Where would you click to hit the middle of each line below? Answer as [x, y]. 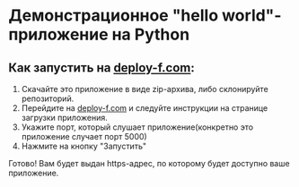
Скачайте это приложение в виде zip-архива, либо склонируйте [145, 89]
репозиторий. [48, 98]
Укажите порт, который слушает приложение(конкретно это [137, 127]
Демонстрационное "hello [114, 16]
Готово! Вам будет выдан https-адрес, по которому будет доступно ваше [149, 163]
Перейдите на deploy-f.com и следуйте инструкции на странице [145, 108]
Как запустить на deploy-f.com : [101, 68]
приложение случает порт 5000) [84, 136]
